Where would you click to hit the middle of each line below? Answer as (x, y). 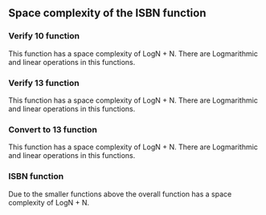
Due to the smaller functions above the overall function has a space (120, 194)
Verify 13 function (44, 83)
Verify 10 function (44, 36)
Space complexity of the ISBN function (107, 13)
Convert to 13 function (53, 129)
